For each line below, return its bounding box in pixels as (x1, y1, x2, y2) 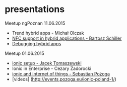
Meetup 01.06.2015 (5, 50, 44, 56)
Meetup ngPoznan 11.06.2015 (5, 20, 66, 26)
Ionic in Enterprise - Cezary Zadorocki (12, 65, 92, 71)
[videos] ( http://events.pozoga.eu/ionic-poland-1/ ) (12, 76, 117, 82)
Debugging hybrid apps (12, 40, 61, 46)
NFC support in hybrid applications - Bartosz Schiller (12, 35, 122, 41)
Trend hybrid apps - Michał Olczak (12, 30, 84, 36)
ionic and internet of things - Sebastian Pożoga (12, 70, 110, 76)
